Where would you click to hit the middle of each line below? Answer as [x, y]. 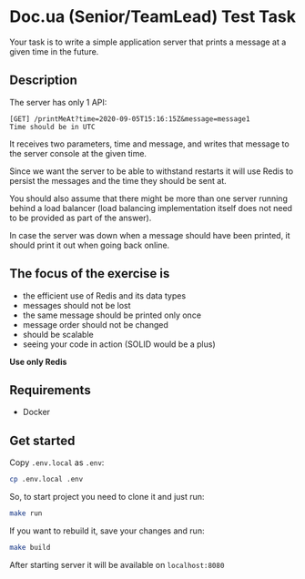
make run [26, 513]
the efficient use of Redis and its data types [104, 295]
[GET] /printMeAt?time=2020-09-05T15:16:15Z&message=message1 [130, 119]
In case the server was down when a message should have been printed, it [150, 235]
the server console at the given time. [78, 153]
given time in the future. [54, 51]
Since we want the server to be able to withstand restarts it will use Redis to [152, 171]
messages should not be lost [76, 305]
